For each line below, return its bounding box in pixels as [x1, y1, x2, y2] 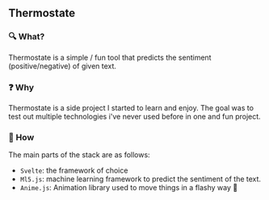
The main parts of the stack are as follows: [8, 150, 151, 160]
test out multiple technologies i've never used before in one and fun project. [8, 111, 261, 121]
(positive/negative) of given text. [8, 60, 117, 71]
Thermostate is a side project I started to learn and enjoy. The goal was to [8, 102, 254, 112]
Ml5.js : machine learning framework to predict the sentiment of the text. [19, 174, 261, 184]
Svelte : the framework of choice [19, 165, 128, 176]
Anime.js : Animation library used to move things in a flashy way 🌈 [19, 183, 238, 193]
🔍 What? [8, 31, 45, 43]
